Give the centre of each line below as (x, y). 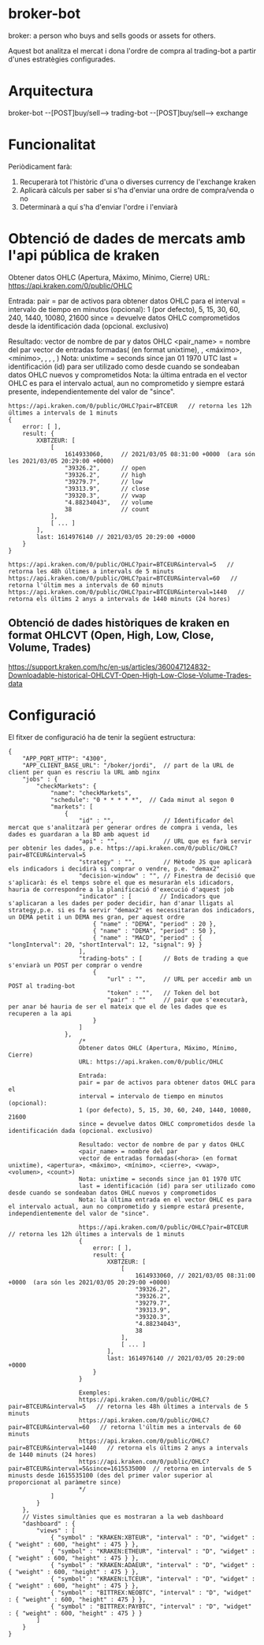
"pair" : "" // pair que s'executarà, (177, 1000)
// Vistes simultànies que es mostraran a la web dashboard (123, 1517)
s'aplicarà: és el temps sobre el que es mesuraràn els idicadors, (121, 882)
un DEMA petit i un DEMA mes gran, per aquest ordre (97, 917)
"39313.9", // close (107, 488)
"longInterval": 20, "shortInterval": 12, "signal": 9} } (105, 945)
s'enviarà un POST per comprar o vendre (76, 965)
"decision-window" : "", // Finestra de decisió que (167, 875)
